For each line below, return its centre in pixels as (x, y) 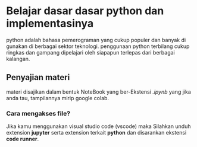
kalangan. (18, 59)
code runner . (23, 139)
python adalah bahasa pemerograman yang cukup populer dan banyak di (96, 40)
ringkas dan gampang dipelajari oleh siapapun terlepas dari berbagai (90, 52)
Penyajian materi (38, 77)
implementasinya (50, 23)
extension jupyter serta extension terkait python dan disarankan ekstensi (96, 133)
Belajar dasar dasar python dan (85, 11)
